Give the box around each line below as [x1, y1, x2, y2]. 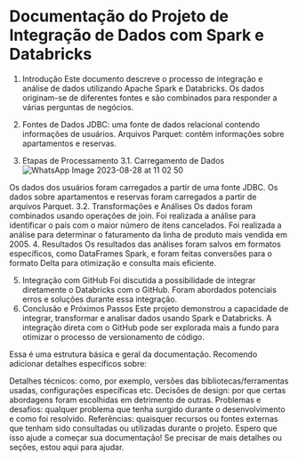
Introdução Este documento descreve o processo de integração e [21, 73, 263, 84]
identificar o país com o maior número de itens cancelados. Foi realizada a [9, 220, 282, 230]
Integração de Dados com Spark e [9, 25, 265, 45]
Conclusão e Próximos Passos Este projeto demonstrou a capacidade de [21, 303, 289, 313]
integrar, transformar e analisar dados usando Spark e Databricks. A [21, 312, 272, 323]
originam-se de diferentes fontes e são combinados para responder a [21, 92, 278, 103]
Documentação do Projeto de [9, 6, 230, 27]
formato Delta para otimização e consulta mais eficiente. [9, 257, 216, 268]
